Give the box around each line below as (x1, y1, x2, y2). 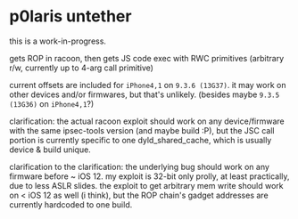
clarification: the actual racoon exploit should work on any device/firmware (9, 116, 286, 126)
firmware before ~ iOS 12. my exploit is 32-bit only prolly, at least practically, (9, 171, 290, 182)
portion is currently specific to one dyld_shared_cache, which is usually (9, 134, 272, 145)
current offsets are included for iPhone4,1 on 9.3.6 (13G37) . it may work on (9, 79, 286, 90)
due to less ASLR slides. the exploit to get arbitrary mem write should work (9, 180, 284, 191)
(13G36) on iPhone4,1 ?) (9, 98, 95, 109)
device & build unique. (9, 144, 91, 155)
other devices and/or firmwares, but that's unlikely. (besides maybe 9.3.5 (9, 89, 280, 100)
